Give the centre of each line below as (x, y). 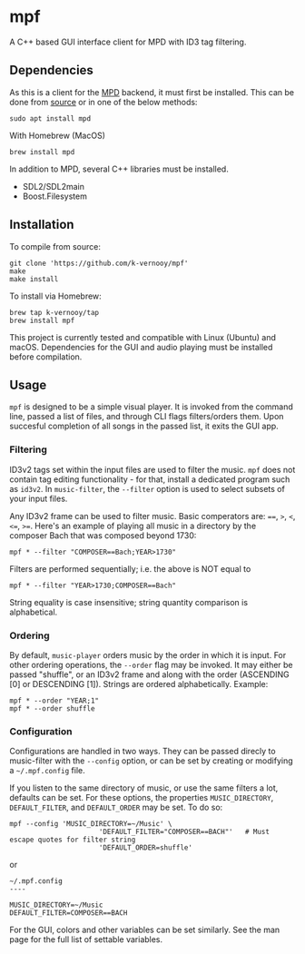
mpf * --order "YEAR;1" (54, 701)
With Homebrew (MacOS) (58, 135)
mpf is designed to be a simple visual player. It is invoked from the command (151, 407)
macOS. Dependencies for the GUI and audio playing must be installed (141, 347)
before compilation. (46, 357)
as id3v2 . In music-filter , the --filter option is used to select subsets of (148, 488)
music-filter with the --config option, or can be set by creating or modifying (151, 761)
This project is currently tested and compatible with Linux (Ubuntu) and (143, 337)
